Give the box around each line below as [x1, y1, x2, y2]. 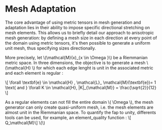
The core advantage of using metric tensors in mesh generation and [5, 19, 142, 25]
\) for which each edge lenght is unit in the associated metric [32, 65, 154, 71]
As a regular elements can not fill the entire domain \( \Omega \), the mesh [5, 99, 154, 105]
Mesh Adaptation [5, 3, 76, 15]
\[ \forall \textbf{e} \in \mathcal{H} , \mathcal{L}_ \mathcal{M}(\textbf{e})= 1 [5, 79, 156, 85]
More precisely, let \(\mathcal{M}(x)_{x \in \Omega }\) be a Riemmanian [5, 54, 148, 60]
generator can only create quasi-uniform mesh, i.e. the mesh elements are [5, 104, 154, 110]
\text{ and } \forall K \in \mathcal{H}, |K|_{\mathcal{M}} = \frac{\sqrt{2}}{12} [5, 84, 157, 90]
